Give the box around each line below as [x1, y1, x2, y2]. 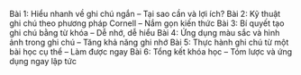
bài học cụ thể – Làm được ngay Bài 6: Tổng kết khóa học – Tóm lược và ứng [9, 46, 293, 57]
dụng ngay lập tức [9, 56, 77, 66]
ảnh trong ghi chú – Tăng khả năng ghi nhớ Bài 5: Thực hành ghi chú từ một [9, 37, 289, 47]
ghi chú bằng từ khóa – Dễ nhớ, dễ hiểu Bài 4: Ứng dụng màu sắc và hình [9, 28, 280, 37]
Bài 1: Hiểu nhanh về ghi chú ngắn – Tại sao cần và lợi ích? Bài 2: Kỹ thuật [9, 9, 281, 19]
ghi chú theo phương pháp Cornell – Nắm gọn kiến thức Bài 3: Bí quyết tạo [9, 18, 285, 29]
